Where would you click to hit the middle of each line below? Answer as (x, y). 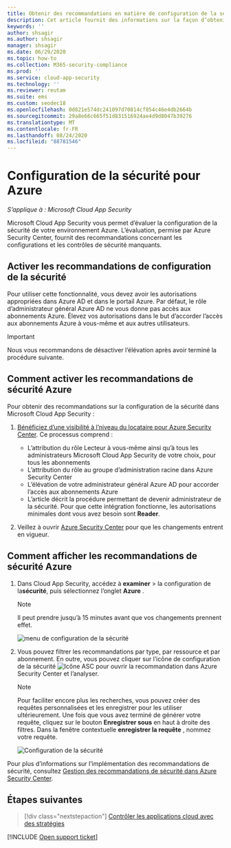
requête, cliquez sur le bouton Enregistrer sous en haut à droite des (113, 722)
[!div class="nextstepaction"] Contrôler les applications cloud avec (119, 816)
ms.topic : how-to (32, 59)
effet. (25, 625)
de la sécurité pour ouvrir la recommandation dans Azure (117, 666)
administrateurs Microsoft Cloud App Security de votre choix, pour (122, 455)
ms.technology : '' (33, 84)
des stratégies (44, 824)
